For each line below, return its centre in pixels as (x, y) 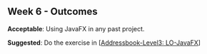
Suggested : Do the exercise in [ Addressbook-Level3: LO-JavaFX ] (104, 43)
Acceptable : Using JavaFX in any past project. (76, 28)
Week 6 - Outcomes (52, 12)
